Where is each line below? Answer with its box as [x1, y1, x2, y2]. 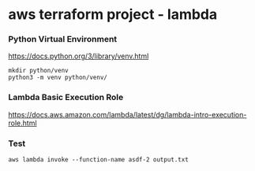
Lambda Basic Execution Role [8, 92, 124, 103]
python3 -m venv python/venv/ [8, 73, 108, 82]
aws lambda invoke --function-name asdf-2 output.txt [8, 156, 189, 164]
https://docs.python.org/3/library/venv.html [8, 51, 149, 61]
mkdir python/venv [8, 67, 69, 75]
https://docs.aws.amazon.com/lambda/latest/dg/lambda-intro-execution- [8, 110, 247, 119]
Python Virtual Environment [8, 34, 118, 45]
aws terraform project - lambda [8, 6, 218, 24]
